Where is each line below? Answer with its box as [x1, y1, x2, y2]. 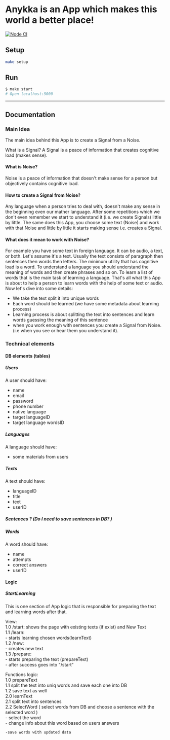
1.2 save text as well [5, 687, 47, 693]
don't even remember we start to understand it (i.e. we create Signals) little [5, 214, 161, 220]
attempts [12, 556, 31, 562]
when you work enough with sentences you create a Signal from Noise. [12, 322, 162, 328]
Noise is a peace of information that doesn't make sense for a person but [5, 175, 158, 181]
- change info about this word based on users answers [5, 720, 119, 726]
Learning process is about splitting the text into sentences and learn [12, 311, 155, 318]
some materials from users [12, 453, 69, 460]
